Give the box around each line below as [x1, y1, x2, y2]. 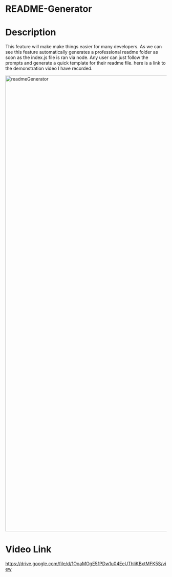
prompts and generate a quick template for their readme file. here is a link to [5, 60, 166, 66]
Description [5, 27, 56, 38]
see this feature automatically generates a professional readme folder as [5, 49, 158, 55]
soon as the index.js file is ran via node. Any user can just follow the [5, 54, 148, 61]
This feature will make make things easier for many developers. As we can [5, 44, 162, 50]
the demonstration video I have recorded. [5, 65, 93, 72]
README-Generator [5, 3, 92, 15]
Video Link [5, 544, 52, 555]
